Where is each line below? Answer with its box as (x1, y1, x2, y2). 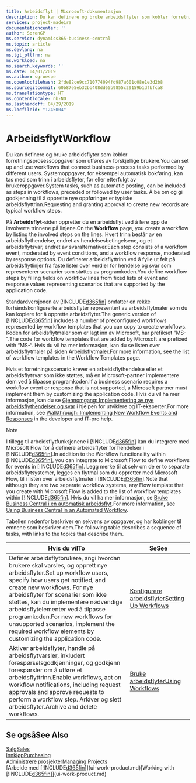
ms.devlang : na (6, 47, 43, 53)
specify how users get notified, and (9, 576, 106, 584)
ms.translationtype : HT (6, 90, 64, 96)
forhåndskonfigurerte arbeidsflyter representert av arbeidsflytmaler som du (6, 305, 188, 312)
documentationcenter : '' (6, 25, 66, 31)
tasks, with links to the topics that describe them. (6, 531, 124, 538)
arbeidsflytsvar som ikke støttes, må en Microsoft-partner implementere (6, 372, 179, 379)
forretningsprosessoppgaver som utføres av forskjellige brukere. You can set (6, 158, 189, 165)
